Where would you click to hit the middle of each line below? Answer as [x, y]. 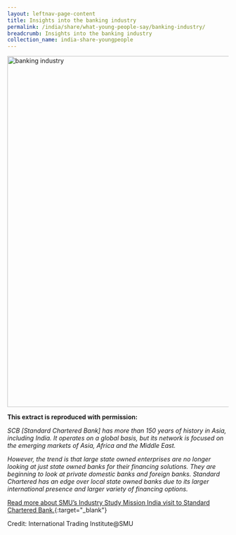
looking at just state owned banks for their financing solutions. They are [112, 467]
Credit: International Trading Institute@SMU [70, 524]
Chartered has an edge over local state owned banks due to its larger [108, 482]
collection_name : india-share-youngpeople [70, 40]
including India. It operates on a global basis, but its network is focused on [116, 438]
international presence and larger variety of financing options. [98, 489]
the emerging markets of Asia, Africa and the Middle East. [92, 446]
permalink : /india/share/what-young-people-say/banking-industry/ [106, 27]
